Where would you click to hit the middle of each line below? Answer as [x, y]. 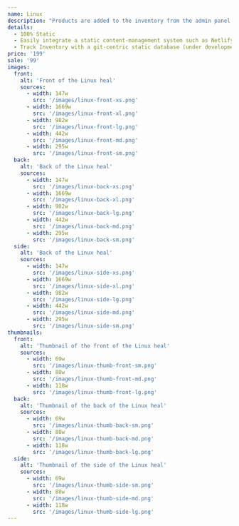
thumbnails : [25, 333]
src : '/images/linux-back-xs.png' [84, 186]
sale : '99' [23, 61]
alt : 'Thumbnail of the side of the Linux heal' [94, 465]
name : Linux [25, 14]
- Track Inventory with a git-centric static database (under [108, 47]
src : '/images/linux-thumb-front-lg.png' [95, 392]
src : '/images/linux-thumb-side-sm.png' [94, 485]
